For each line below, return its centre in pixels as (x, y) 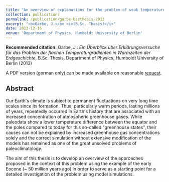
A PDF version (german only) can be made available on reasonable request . (84, 73)
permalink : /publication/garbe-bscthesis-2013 (55, 19)
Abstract (20, 89)
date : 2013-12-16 (24, 28)
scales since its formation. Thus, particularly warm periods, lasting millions (83, 106)
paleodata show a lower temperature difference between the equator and (81, 122)
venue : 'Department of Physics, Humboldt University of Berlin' (74, 33)
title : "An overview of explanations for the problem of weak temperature (86, 10)
